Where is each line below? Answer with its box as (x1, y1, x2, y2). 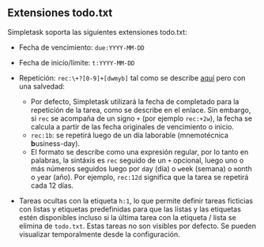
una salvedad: (18, 81, 65, 91)
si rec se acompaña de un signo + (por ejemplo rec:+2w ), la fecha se (30, 114, 253, 123)
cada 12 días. (30, 181, 74, 190)
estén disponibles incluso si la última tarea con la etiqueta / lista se (18, 212, 236, 222)
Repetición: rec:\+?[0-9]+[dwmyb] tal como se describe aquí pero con (18, 73, 246, 82)
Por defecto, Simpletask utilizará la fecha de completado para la (30, 96, 239, 106)
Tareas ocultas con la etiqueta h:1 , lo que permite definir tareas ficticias (18, 196, 254, 205)
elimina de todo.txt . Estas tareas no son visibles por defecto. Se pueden (18, 221, 256, 230)
